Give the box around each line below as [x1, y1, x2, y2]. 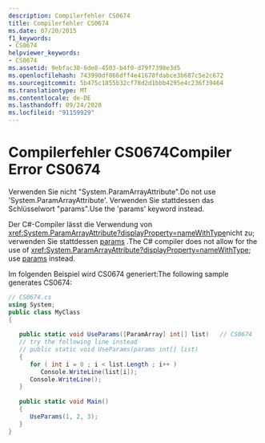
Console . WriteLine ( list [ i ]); [40, 368, 138, 376]
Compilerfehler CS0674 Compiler [8, 144, 232, 161]
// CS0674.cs [8, 293, 52, 301]
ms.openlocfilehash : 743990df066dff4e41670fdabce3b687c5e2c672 [8, 71, 224, 79]
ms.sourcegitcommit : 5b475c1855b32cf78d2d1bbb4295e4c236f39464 [8, 79, 224, 87]
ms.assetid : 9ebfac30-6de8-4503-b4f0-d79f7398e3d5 [8, 64, 181, 72]
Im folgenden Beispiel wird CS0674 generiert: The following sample [8, 269, 229, 278]
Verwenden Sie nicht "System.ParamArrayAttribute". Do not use [8, 186, 216, 197]
